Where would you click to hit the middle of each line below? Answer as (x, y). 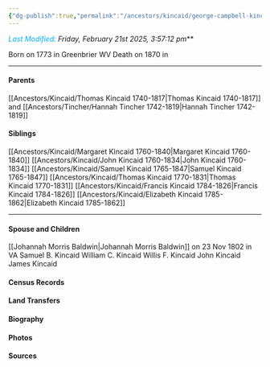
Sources (23, 356)
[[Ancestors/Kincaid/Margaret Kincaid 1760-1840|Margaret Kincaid (119, 152)
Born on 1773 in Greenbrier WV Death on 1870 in (88, 54)
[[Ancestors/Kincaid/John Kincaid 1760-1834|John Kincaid (129, 160)
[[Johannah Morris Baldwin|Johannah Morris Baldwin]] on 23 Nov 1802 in (130, 247)
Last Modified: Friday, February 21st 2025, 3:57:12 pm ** (101, 39)
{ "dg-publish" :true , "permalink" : (64, 16)
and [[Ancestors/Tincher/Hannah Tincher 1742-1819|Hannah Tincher (122, 106)
